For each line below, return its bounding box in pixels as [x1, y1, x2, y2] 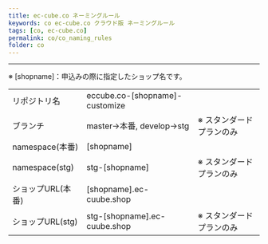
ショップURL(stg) [12, 216, 78, 227]
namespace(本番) [12, 141, 79, 152]
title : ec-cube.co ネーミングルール [8, 11, 120, 20]
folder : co [8, 41, 45, 49]
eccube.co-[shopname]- [86, 90, 183, 101]
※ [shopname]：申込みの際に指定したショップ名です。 [8, 72, 187, 81]
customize [86, 100, 126, 112]
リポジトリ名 [12, 96, 61, 107]
